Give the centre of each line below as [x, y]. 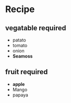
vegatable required [36, 28]
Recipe [20, 9]
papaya [20, 95]
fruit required [26, 72]
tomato [20, 45]
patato [19, 40]
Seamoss [22, 56]
